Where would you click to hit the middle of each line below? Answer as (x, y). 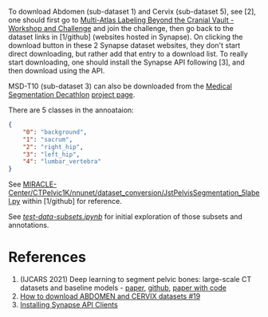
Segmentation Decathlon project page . (72, 94)
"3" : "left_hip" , (51, 155)
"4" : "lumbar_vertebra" (62, 162)
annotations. (29, 225)
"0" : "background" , (55, 132)
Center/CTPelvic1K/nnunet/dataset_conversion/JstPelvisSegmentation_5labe (134, 193)
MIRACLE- (40, 184)
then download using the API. (57, 70)
